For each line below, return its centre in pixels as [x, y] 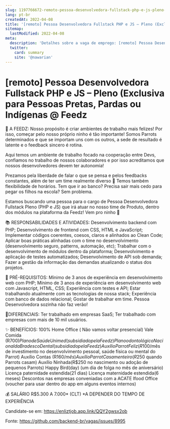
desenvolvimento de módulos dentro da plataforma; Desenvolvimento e [80, 252]
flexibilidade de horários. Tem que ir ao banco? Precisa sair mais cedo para [83, 187]
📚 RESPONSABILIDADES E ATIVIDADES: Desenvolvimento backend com [81, 223]
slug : [11, 10]
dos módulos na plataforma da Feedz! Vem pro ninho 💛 [62, 212]
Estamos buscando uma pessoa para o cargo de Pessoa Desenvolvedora [81, 202]
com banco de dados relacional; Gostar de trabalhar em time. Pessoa [77, 299]
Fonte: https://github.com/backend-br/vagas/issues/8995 [65, 421]
